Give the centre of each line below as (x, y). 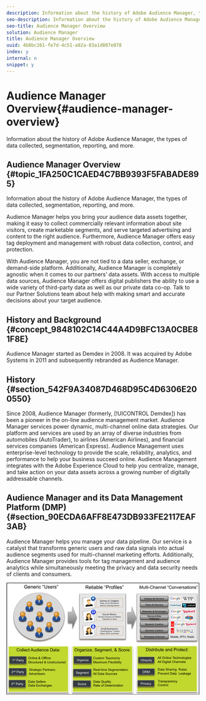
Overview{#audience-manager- (90, 109)
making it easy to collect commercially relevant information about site (94, 223)
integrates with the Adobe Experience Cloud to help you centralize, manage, (103, 465)
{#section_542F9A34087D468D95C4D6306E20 (102, 389)
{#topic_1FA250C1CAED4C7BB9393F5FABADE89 (103, 174)
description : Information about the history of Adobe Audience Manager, (101, 13)
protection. (20, 250)
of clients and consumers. (39, 574)
